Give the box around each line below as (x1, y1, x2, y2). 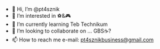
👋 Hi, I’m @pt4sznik (11, 6, 60, 12)
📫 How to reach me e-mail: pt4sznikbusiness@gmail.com (11, 36, 154, 43)
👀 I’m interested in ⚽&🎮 (11, 12, 71, 19)
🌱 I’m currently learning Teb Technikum (11, 21, 108, 28)
